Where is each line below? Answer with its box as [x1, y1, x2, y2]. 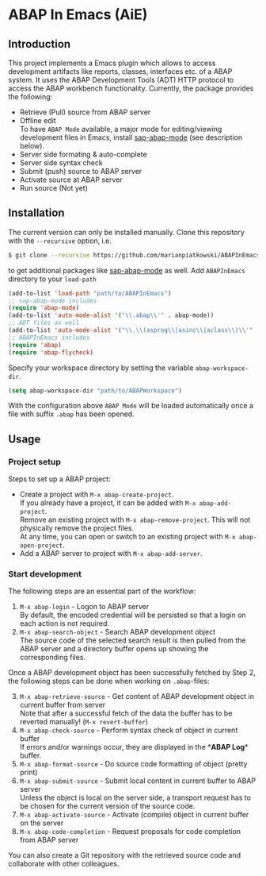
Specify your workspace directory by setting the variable [8, 363, 194, 372]
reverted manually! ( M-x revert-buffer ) [19, 717, 149, 727]
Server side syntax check [19, 158, 103, 168]
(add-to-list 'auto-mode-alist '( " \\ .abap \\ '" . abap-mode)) [8, 311, 215, 319]
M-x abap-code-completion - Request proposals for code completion [19, 827, 241, 836]
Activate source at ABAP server [19, 175, 123, 184]
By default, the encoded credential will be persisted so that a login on [19, 610, 247, 620]
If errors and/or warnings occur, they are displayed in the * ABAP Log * [19, 743, 249, 752]
